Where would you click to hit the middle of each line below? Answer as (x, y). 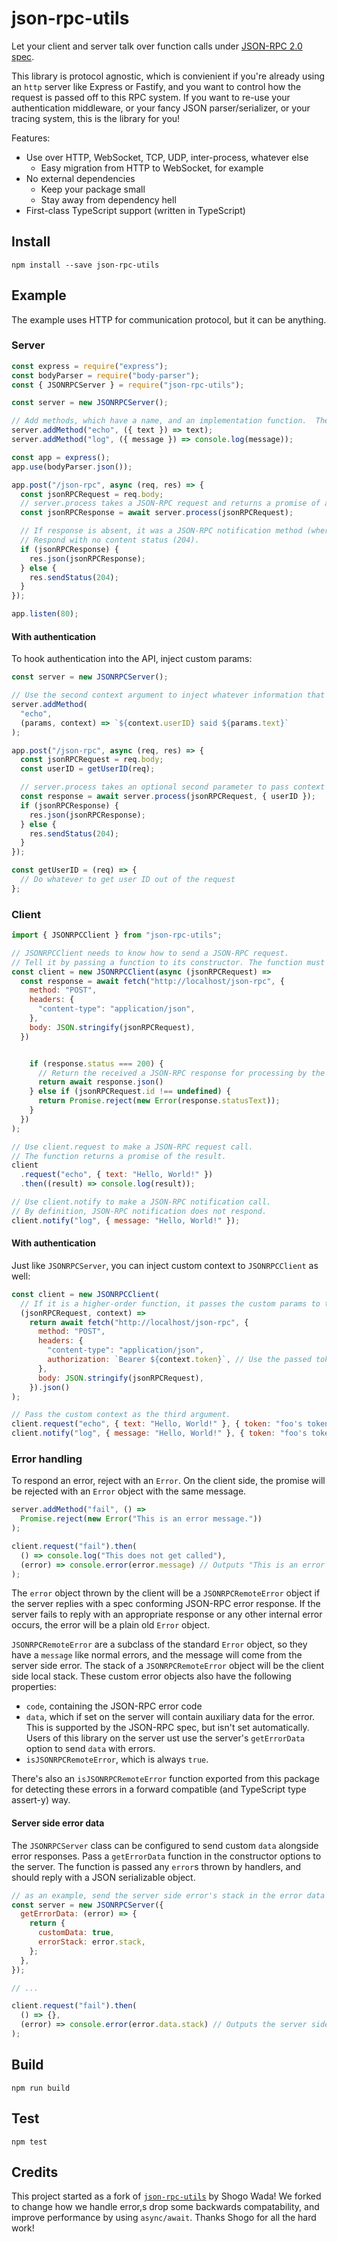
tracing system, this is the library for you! (96, 118)
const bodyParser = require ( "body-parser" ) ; (105, 375)
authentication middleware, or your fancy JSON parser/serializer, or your (161, 108)
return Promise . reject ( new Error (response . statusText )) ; (159, 1101)
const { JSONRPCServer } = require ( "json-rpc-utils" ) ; (128, 385)
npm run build (41, 2088)
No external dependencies (80, 178)
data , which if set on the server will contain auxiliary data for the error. (170, 1717)
